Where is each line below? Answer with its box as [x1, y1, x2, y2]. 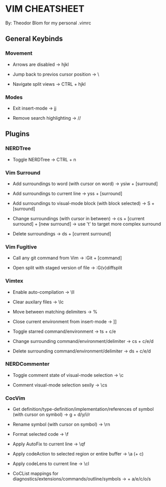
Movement [5, 50, 33, 57]
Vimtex [5, 277, 24, 285]
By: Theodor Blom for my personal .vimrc [5, 20, 91, 26]
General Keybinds [5, 34, 63, 43]
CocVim [5, 394, 25, 401]
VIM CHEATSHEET [5, 3, 85, 15]
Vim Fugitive [5, 243, 37, 250]
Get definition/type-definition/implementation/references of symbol [12, 406, 154, 412]
